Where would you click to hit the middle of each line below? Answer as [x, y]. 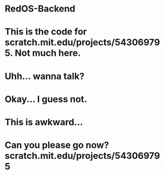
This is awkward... [44, 122]
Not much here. [48, 53]
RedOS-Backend [40, 9]
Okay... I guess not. [46, 99]
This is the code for [46, 32]
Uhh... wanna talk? [45, 76]
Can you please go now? [57, 145]
